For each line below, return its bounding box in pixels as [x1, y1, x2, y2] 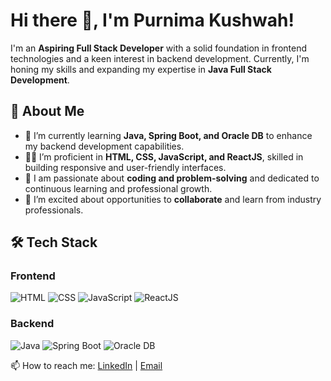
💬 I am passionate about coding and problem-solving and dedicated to [24, 172, 320, 184]
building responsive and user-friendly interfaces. [24, 161, 227, 173]
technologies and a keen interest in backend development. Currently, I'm [10, 52, 310, 64]
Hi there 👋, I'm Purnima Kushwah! [10, 9, 295, 32]
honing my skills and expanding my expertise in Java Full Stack [10, 63, 272, 75]
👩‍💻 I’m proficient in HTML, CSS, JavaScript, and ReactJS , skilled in [24, 150, 304, 163]
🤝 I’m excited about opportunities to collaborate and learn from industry [24, 193, 322, 205]
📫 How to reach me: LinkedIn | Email [10, 359, 163, 371]
